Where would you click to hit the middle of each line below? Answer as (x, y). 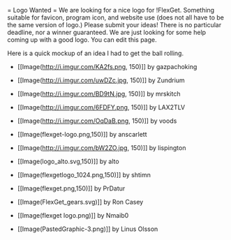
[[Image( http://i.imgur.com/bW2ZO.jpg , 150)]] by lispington (102, 148)
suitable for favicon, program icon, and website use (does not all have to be (116, 17)
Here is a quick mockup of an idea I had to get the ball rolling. (95, 53)
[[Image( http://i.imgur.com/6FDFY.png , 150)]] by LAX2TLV (101, 107)
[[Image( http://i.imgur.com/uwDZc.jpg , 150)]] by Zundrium (101, 80)
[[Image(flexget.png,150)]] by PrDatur (71, 188)
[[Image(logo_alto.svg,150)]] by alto (68, 161)
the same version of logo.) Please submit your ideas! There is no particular (114, 25)
